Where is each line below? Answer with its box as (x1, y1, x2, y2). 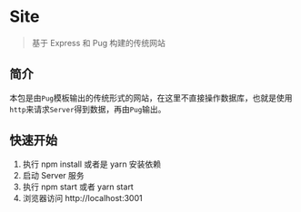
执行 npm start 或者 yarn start (22, 181, 134, 192)
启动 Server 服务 (22, 169, 85, 180)
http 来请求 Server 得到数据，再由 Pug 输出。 (9, 103, 166, 114)
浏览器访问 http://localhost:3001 (22, 192, 143, 203)
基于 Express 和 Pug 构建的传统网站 (31, 37, 166, 48)
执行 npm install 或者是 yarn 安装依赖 (22, 159, 162, 169)
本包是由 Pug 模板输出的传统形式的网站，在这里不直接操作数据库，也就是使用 (9, 92, 293, 103)
